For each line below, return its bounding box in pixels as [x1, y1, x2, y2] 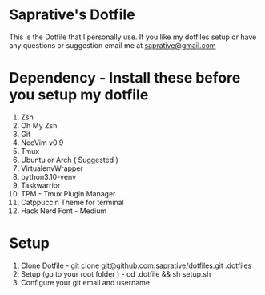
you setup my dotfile [9, 86, 149, 104]
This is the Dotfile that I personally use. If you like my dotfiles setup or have [9, 32, 257, 42]
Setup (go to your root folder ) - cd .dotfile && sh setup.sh [20, 269, 211, 278]
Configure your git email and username [20, 277, 151, 287]
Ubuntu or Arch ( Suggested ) [20, 155, 118, 164]
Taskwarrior [20, 180, 61, 190]
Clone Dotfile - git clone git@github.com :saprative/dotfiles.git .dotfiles [20, 261, 252, 270]
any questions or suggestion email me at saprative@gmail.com [9, 40, 216, 50]
